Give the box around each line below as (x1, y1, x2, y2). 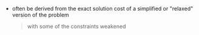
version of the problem (12, 11, 70, 18)
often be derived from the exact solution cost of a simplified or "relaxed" (12, 5, 194, 12)
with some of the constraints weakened (27, 23, 126, 30)
